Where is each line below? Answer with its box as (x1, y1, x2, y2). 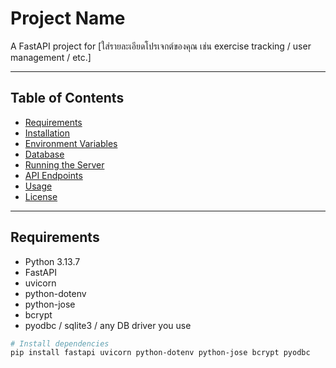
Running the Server (24, 158, 105, 171)
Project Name (10, 7, 126, 30)
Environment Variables (24, 137, 118, 149)
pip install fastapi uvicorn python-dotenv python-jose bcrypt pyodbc (10, 348, 311, 358)
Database (24, 148, 65, 160)
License (24, 190, 58, 202)
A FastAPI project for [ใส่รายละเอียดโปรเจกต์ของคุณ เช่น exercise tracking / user (10, 40, 312, 52)
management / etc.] (10, 51, 92, 63)
